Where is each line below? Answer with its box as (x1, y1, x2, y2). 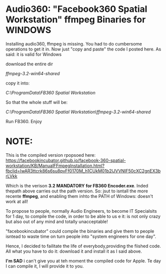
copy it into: (5, 80, 30, 86)
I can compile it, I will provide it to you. (5, 263, 84, 269)
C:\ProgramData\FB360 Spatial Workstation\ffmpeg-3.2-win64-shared (5, 109, 151, 115)
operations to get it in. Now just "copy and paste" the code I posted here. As (5, 46, 162, 52)
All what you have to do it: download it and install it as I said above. (5, 248, 142, 254)
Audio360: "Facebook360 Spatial (5, 3, 148, 15)
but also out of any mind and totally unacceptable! (5, 219, 108, 225)
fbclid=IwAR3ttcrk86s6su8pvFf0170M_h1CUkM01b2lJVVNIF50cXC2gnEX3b (5, 168, 161, 174)
